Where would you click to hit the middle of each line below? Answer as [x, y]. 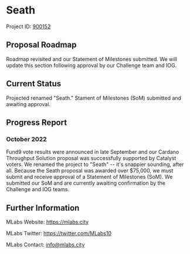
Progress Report [37, 122]
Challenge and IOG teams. [38, 189]
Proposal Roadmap [41, 45]
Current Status [34, 84]
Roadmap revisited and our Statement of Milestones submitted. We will [91, 59]
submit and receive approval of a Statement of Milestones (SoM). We [89, 177]
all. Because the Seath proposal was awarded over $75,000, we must [90, 171]
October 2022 [26, 139]
